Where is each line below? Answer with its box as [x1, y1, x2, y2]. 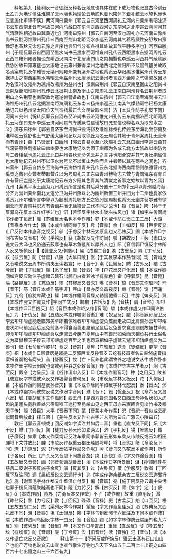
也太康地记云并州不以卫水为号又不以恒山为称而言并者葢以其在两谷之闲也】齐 [5, 158, 167, 164]
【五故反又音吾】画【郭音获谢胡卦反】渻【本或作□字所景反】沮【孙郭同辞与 [5, 459, 166, 465]
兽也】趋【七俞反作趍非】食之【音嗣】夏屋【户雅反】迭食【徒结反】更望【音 [5, 343, 167, 350]
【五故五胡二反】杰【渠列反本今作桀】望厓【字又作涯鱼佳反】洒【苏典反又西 [5, 504, 167, 509]
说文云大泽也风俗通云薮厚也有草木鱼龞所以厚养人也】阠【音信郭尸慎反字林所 [5, 241, 167, 247]
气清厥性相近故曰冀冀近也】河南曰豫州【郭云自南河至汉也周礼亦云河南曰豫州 [5, 30, 167, 36]
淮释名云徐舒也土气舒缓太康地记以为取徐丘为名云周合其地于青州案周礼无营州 [5, 133, 167, 138]
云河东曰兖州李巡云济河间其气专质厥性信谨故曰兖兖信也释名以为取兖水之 [9, 120, 162, 125]
